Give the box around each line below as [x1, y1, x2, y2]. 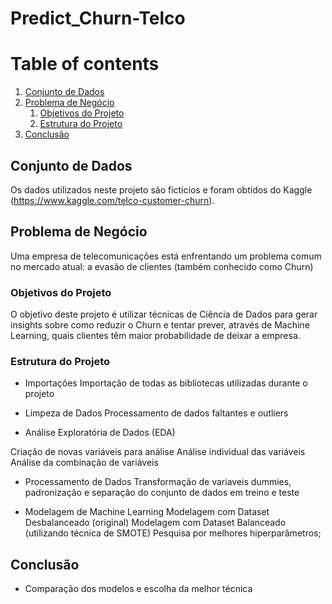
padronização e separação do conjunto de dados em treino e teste [24, 487, 300, 499]
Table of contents [10, 53, 160, 76]
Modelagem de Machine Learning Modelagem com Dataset [24, 506, 270, 518]
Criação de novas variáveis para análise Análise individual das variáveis [10, 446, 306, 458]
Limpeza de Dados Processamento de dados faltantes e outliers [24, 407, 289, 419]
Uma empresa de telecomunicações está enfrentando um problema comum [10, 250, 322, 262]
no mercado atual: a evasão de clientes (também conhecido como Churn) [10, 260, 314, 272]
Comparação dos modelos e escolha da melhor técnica [24, 583, 253, 595]
